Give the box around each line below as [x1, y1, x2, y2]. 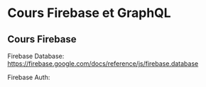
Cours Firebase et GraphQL [7, 5, 172, 21]
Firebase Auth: [7, 73, 50, 81]
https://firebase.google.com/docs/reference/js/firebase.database [7, 59, 199, 68]
